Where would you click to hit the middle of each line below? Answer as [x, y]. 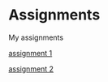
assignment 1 [30, 53]
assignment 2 [31, 69]
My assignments [36, 37]
